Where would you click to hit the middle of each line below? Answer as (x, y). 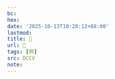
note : (15, 65)
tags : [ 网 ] (22, 52)
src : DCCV (21, 58)
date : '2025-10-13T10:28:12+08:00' (58, 26)
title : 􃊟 (20, 39)
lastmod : (20, 33)
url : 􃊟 (17, 45)
